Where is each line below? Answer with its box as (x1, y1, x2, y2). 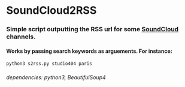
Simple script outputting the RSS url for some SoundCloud (6, 25, 179, 34)
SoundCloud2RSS (6, 4, 97, 17)
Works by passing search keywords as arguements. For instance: (6, 47, 172, 55)
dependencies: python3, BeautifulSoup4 (6, 73, 106, 81)
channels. (6, 32, 36, 41)
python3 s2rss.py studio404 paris (6, 61, 93, 67)
